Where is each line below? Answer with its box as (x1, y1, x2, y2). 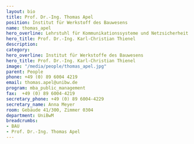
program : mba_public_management (6, 85, 86, 91)
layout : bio (6, 8, 35, 15)
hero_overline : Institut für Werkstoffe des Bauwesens (6, 52, 144, 58)
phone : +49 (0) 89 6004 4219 (6, 74, 78, 80)
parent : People (6, 69, 44, 75)
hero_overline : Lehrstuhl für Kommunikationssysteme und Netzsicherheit (6, 31, 189, 36)
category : (6, 47, 31, 53)
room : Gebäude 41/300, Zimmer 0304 (6, 107, 94, 113)
